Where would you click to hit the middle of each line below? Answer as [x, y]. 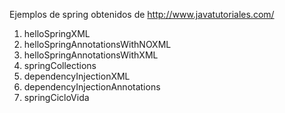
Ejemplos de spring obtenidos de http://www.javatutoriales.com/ [142, 14]
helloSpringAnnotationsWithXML [91, 55]
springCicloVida [56, 97]
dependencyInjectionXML [77, 76]
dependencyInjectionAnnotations [92, 87]
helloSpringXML [57, 33]
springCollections [60, 65]
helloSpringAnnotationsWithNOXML [97, 44]
